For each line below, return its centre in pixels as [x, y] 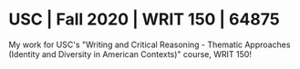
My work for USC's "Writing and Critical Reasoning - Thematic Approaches [150, 44]
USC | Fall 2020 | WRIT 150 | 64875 [144, 20]
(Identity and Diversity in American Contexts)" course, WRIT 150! [130, 54]
